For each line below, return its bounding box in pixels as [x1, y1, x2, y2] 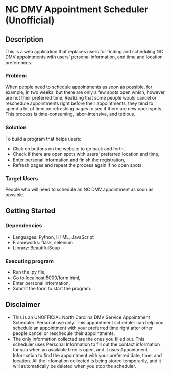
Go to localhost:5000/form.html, [12, 274, 81, 281]
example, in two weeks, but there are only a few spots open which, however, [5, 89, 166, 95]
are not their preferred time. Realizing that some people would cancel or [5, 95, 157, 101]
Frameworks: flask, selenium [12, 239, 73, 245]
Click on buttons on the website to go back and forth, [12, 145, 125, 152]
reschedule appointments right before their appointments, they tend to [5, 100, 154, 106]
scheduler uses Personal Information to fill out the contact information [12, 341, 160, 347]
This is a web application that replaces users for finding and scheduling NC [5, 49, 163, 54]
